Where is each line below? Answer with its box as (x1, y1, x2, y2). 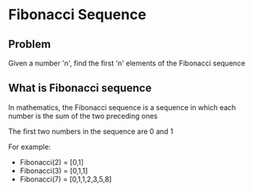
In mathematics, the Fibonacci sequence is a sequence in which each (8, 102, 236, 112)
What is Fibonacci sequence (8, 81, 152, 95)
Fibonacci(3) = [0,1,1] (19, 166, 88, 175)
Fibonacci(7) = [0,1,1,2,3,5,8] (19, 174, 112, 184)
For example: (8, 142, 52, 151)
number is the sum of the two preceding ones (8, 111, 158, 120)
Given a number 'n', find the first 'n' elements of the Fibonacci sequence (8, 58, 246, 68)
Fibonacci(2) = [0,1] (19, 157, 84, 167)
